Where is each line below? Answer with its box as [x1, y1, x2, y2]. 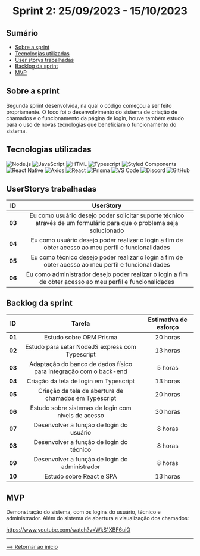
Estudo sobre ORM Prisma [43, 333, 118, 342]
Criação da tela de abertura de [37, 387, 124, 395]
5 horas [157, 364, 179, 372]
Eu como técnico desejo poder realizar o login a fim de [30, 253, 183, 261]
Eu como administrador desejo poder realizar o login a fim [26, 270, 188, 279]
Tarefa [71, 320, 90, 328]
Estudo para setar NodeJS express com [25, 343, 137, 351]
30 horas [155, 408, 180, 416]
